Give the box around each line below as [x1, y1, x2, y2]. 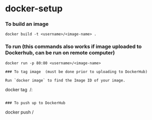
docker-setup [5, 3, 63, 14]
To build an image [5, 21, 49, 28]
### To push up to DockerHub [5, 100, 66, 105]
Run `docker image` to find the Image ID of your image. [5, 78, 126, 83]
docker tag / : [5, 86, 33, 92]
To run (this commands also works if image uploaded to [5, 43, 142, 50]
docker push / [5, 109, 34, 115]
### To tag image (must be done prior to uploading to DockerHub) [5, 69, 148, 74]
